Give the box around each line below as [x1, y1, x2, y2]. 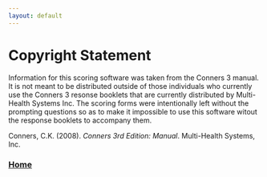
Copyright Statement [8, 46, 152, 64]
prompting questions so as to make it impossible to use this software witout [8, 107, 258, 116]
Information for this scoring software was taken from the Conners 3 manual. [8, 73, 259, 82]
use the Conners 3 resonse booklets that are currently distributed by [8, 90, 235, 99]
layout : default [8, 11, 63, 20]
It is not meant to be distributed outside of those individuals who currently [8, 81, 253, 91]
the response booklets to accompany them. [8, 115, 152, 125]
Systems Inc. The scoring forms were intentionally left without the [31, 98, 249, 108]
